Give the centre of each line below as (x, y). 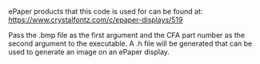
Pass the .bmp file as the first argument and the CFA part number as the (127, 35)
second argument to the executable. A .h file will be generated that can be (130, 43)
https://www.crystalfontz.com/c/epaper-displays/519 (96, 20)
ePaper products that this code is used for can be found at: (106, 11)
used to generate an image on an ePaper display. (89, 52)
